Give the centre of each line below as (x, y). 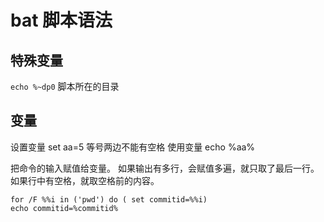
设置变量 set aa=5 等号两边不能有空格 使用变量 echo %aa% (133, 147)
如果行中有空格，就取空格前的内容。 (85, 180)
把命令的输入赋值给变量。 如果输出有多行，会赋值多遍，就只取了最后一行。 (165, 168)
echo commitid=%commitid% (64, 208)
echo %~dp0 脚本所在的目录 (65, 86)
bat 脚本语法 (61, 20)
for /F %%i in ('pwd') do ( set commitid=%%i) (109, 199)
